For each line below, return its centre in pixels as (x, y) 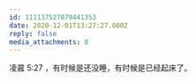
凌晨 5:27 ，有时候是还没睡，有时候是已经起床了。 (101, 68)
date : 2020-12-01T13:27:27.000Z (68, 26)
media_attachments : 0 (49, 42)
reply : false (33, 33)
